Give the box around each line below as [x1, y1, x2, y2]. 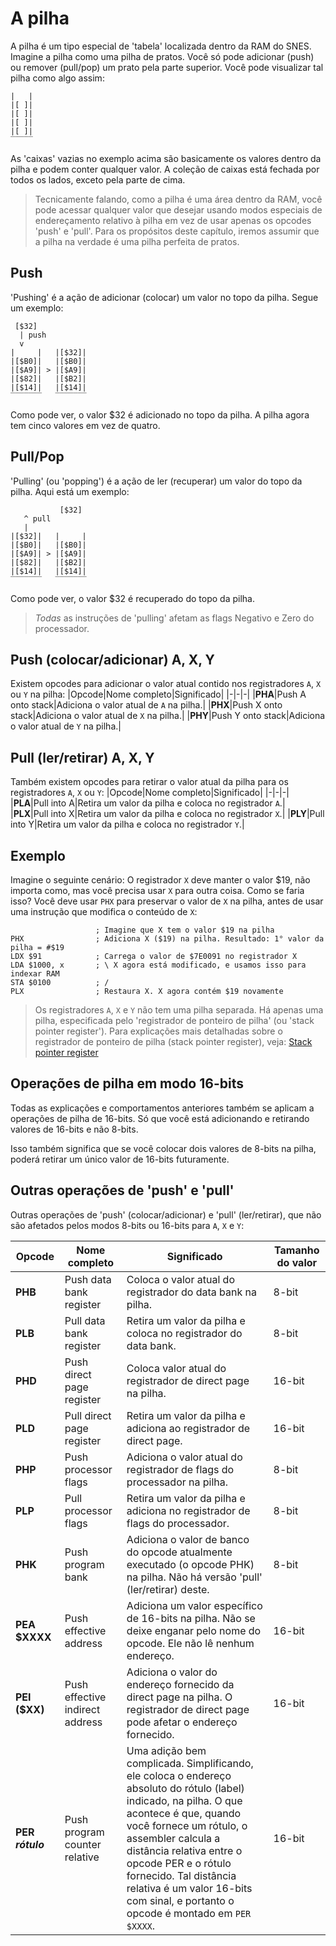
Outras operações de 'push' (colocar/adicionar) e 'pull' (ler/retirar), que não [10, 1208, 322, 1221]
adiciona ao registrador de [126, 1421, 251, 1435]
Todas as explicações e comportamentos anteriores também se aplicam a [10, 1102, 315, 1114]
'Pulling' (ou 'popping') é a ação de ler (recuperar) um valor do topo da [10, 475, 303, 487]
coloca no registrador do [126, 1326, 243, 1340]
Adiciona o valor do [126, 1665, 218, 1679]
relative [64, 1850, 100, 1864]
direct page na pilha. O [126, 1690, 233, 1704]
